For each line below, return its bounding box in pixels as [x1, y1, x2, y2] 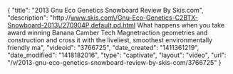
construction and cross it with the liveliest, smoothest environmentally [7, 36, 212, 44]
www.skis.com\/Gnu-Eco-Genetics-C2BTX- [70, 13, 198, 22]
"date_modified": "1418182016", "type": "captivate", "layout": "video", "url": [7, 51, 227, 59]
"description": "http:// [7, 13, 71, 22]
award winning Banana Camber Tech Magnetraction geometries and [7, 28, 208, 37]
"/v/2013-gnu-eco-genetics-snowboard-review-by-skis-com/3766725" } [7, 58, 222, 66]
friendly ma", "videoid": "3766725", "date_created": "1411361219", [7, 44, 200, 51]
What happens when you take [137, 21, 225, 29]
